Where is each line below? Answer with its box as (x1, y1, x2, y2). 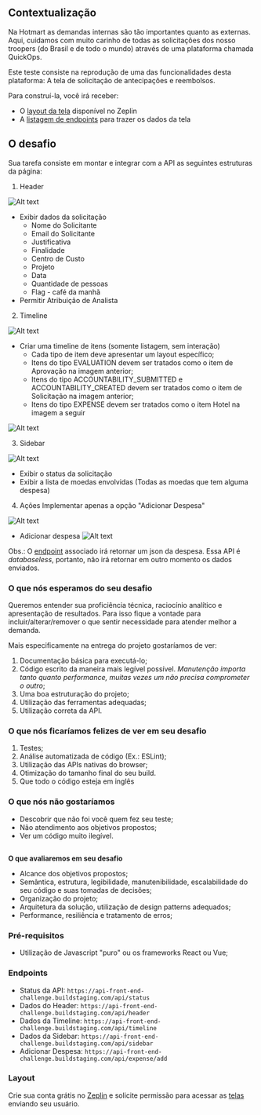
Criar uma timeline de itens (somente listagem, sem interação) (19, 341, 221, 350)
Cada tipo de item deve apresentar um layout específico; (31, 349, 215, 359)
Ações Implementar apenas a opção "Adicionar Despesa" (19, 500, 205, 510)
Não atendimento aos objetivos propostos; (19, 822, 157, 832)
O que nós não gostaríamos (8, 796, 115, 807)
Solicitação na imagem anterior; (31, 391, 134, 400)
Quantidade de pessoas (31, 279, 108, 288)
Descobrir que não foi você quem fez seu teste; (19, 814, 174, 824)
